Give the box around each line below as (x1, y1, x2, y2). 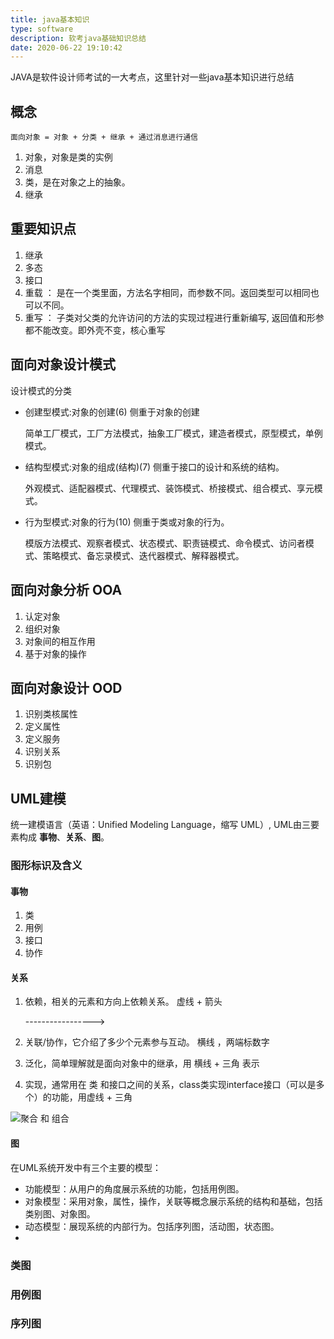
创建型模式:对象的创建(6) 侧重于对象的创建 (24, 406, 200, 418)
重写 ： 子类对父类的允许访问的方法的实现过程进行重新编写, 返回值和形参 (24, 311, 325, 323)
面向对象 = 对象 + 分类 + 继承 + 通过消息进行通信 (10, 132, 198, 143)
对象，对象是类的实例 (24, 151, 113, 163)
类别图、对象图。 (24, 1207, 96, 1220)
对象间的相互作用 (24, 635, 96, 647)
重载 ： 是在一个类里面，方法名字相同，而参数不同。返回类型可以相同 (24, 286, 311, 298)
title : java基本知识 (10, 14, 90, 25)
